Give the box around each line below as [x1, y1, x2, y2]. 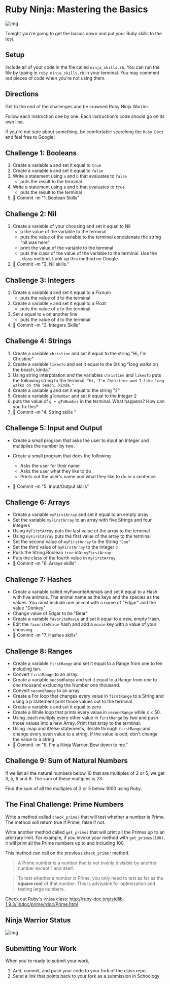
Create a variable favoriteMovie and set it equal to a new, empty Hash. [12, 616, 161, 622]
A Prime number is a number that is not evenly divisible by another [17, 859, 157, 866]
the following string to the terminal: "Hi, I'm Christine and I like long [12, 377, 164, 383]
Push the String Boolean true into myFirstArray [12, 550, 112, 556]
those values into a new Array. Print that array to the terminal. [12, 720, 141, 726]
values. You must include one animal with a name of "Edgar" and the [12, 600, 156, 606]
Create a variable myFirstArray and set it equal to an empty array [12, 511, 149, 518]
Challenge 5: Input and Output [5, 424, 103, 432]
